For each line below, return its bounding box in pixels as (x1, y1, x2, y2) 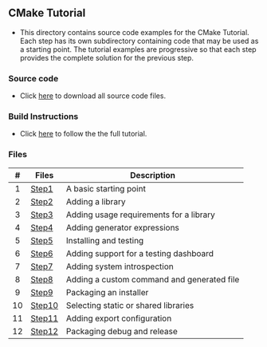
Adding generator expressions (65, 222, 179, 233)
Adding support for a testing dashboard (65, 247, 214, 258)
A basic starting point (65, 183, 146, 194)
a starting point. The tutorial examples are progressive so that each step (19, 44, 257, 54)
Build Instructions (8, 111, 79, 122)
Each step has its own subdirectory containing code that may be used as (19, 36, 259, 45)
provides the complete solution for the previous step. (19, 53, 194, 62)
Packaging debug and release (65, 325, 178, 337)
